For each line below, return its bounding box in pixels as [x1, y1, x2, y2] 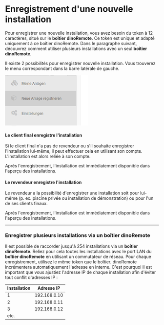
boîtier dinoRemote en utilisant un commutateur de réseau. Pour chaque [5, 254, 151, 259]
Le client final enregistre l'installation [5, 132, 82, 138]
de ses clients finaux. [5, 201, 48, 207]
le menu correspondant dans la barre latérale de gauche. [5, 65, 120, 71]
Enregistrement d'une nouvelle [5, 3, 133, 15]
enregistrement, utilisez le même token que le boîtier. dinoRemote [5, 258, 137, 265]
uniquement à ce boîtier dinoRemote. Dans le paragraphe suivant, [5, 40, 137, 46]
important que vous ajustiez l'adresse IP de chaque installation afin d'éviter [5, 269, 156, 275]
